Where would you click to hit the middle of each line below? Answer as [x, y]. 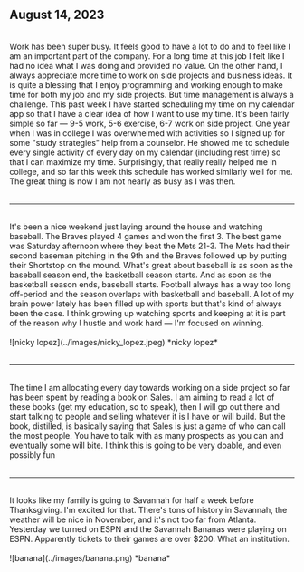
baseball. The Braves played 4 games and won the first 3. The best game [146, 236]
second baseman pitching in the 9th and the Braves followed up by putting [148, 255]
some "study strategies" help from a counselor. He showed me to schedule [149, 142]
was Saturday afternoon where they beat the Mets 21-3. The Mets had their [149, 246]
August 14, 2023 [57, 15]
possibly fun [33, 455]
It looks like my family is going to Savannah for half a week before [132, 500]
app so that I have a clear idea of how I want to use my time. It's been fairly [149, 113]
